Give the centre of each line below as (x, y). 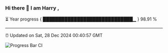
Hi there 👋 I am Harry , (32, 8)
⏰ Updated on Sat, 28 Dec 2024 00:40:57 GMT (54, 35)
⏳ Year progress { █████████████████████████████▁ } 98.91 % (81, 19)
